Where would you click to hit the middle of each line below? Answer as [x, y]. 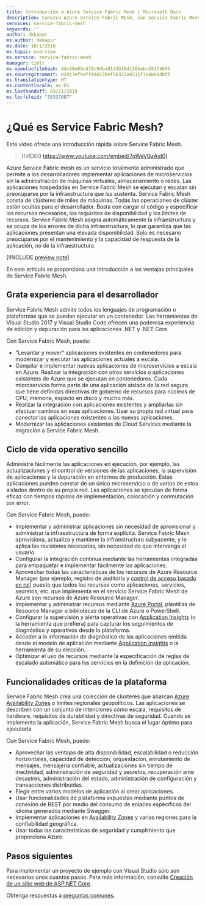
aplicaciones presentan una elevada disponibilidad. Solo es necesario [94, 232]
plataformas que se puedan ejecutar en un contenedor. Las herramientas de [102, 316]
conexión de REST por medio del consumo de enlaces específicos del [103, 804]
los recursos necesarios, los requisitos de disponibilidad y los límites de [96, 213]
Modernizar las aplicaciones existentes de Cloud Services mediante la [103, 424]
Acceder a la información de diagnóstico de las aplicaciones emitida [101, 637]
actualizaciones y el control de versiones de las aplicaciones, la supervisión [102, 471]
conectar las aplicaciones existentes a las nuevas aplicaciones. [95, 417]
